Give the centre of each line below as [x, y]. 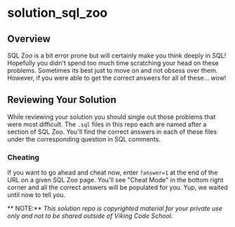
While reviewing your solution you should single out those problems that [112, 116]
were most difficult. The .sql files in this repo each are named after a [107, 124]
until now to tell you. [36, 195]
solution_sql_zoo [58, 13]
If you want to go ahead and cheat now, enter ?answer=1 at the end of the [113, 172]
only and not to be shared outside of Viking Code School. [90, 216]
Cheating [23, 157]
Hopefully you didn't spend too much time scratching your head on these [113, 63]
